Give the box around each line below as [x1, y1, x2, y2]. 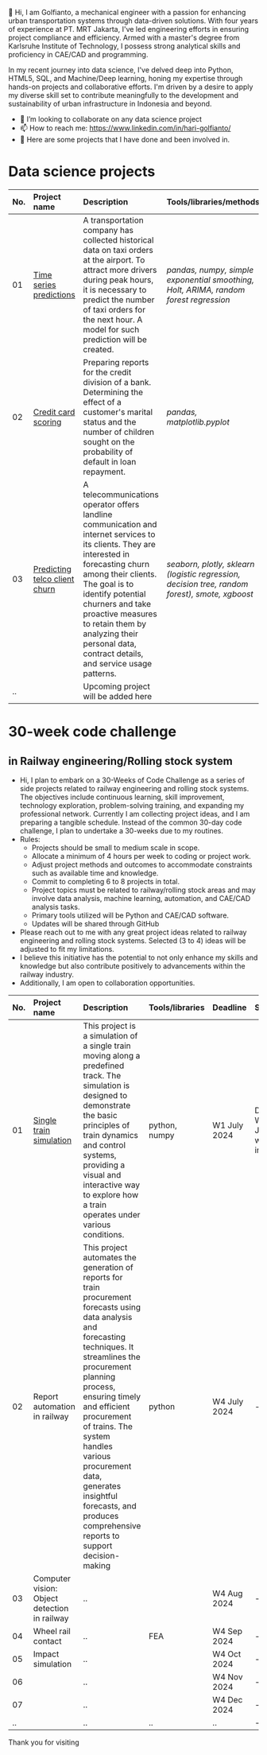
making [83, 1559, 111, 1571]
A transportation [83, 215, 145, 226]
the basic [83, 1109, 118, 1120]
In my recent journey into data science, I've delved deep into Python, [8, 65, 234, 75]
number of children [83, 426, 155, 437]
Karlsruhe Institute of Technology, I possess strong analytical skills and [8, 41, 241, 51]
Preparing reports [83, 356, 149, 367]
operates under [83, 1209, 141, 1220]
